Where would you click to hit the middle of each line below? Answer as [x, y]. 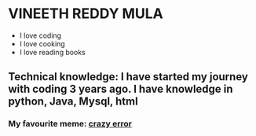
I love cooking [42, 43]
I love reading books [53, 52]
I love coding [40, 35]
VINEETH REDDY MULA [86, 14]
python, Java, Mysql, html [73, 102]
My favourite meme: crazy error [70, 124]
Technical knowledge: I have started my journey [128, 77]
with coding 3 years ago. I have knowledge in [121, 89]
